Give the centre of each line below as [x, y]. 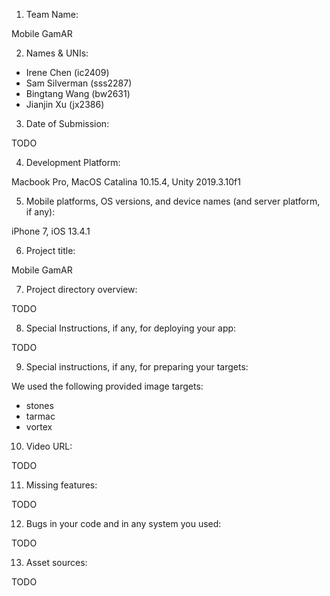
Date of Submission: [67, 123]
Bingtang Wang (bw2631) [78, 93]
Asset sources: [56, 562]
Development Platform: [73, 162]
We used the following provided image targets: [107, 386]
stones [39, 405]
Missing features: [61, 485]
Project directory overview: [81, 289]
